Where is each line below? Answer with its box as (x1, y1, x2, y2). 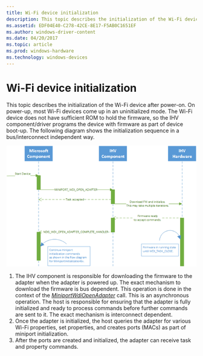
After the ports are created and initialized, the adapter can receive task (14, 336, 192, 344)
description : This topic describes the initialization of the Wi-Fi (6, 16, 182, 22)
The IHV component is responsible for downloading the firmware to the (14, 272, 193, 279)
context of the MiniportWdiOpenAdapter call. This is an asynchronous (14, 291, 189, 299)
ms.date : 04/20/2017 (6, 35, 59, 42)
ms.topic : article (6, 42, 53, 48)
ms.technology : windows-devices (6, 54, 88, 60)
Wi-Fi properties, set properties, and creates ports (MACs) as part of (14, 323, 186, 331)
